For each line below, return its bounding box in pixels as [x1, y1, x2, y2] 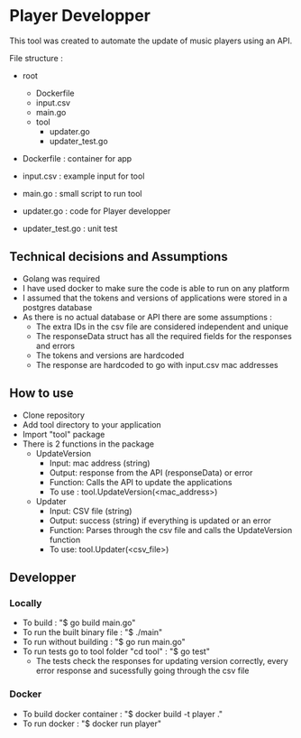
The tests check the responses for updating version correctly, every [35, 656, 288, 667]
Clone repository [22, 410, 86, 420]
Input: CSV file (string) [49, 505, 132, 516]
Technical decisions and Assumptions [9, 249, 228, 264]
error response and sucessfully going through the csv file [35, 665, 250, 677]
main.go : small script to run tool [22, 188, 142, 198]
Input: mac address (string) [49, 457, 150, 468]
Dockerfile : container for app [22, 152, 132, 163]
